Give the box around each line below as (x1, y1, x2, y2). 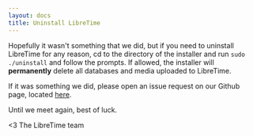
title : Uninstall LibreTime (8, 19, 101, 27)
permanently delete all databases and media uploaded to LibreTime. (8, 66, 232, 75)
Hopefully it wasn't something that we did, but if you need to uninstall (8, 40, 235, 50)
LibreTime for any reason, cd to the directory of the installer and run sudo (8, 49, 245, 59)
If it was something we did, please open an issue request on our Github (8, 81, 240, 91)
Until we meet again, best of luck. (8, 104, 117, 115)
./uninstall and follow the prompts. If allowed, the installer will (8, 57, 215, 67)
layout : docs (8, 11, 51, 20)
